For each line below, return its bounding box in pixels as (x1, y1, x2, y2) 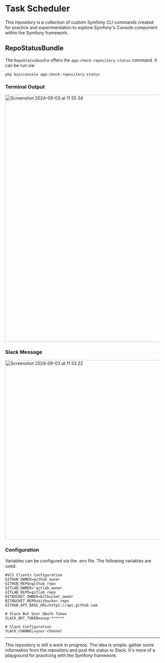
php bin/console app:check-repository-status (5, 72, 100, 77)
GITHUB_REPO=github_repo (5, 581, 56, 586)
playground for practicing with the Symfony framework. (5, 652, 117, 658)
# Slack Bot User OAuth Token (5, 611, 67, 616)
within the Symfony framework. (5, 30, 69, 35)
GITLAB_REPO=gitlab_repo (5, 590, 56, 594)
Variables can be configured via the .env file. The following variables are (5, 558, 151, 563)
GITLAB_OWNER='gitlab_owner (5, 585, 63, 591)
